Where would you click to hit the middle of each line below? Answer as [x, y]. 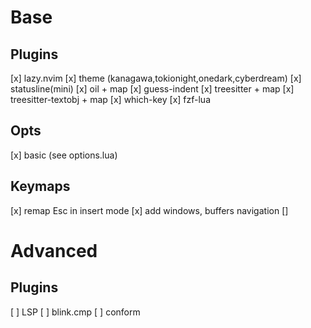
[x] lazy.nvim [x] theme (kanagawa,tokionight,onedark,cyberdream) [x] [156, 78]
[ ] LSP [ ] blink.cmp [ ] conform [75, 312]
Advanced [54, 250]
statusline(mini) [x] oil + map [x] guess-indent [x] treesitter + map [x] [152, 89]
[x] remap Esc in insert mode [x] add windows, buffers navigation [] [149, 210]
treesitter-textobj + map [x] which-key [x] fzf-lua [111, 99]
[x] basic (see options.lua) [64, 155]
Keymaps [40, 186]
